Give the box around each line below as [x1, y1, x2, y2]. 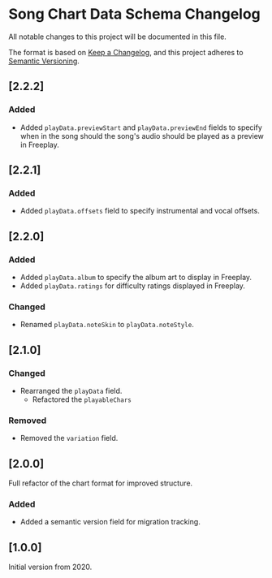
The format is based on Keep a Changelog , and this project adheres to [8, 47, 244, 57]
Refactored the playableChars [32, 395, 132, 404]
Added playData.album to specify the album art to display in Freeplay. [19, 273, 253, 282]
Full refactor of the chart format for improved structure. [8, 478, 193, 488]
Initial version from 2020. [8, 562, 93, 572]
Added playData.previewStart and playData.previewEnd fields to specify [19, 123, 262, 132]
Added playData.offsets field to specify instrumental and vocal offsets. [19, 206, 260, 216]
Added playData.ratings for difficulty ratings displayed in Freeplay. [19, 281, 246, 291]
